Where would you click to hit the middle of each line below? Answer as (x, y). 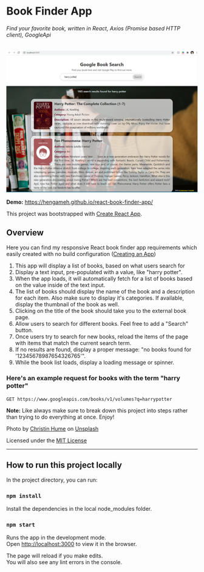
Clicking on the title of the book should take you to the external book (101, 311)
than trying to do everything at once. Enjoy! (60, 417)
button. (24, 330)
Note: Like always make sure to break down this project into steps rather (97, 411)
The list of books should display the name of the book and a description (105, 291)
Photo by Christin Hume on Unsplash (53, 429)
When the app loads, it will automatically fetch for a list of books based (104, 278)
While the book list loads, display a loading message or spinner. (95, 362)
